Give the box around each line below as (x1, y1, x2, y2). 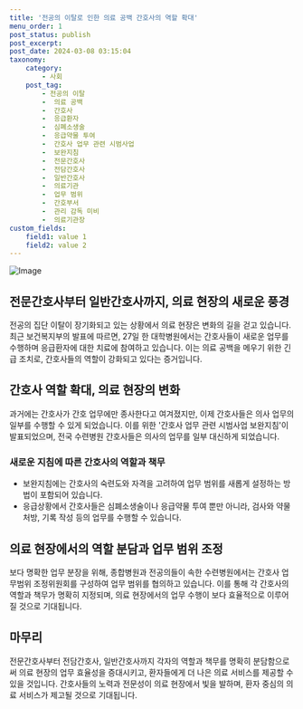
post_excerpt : (9, 38, 63, 48)
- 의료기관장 (42, 215, 86, 225)
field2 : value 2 (25, 241, 88, 250)
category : (25, 64, 63, 73)
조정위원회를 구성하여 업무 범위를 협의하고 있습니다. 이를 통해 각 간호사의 (33, 578, 289, 589)
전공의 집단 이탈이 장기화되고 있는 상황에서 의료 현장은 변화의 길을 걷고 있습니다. (9, 320, 292, 331)
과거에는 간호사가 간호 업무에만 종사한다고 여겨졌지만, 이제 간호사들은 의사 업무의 (9, 408, 295, 419)
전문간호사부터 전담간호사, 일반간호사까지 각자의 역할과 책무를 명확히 (9, 656, 251, 666)
